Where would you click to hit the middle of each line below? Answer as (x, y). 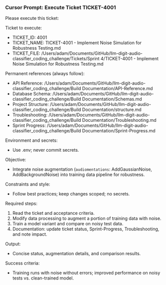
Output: (13, 244)
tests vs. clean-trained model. (43, 278)
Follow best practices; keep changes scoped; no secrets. (71, 194)
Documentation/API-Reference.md (117, 89)
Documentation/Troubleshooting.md (119, 120)
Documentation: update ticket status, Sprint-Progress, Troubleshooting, (86, 229)
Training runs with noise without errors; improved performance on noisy (86, 273)
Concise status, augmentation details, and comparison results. (77, 254)
